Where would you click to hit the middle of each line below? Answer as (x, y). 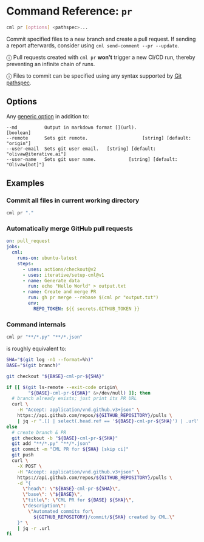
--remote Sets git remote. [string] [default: (99, 138)
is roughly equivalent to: (36, 349)
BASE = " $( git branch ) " (34, 365)
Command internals (36, 324)
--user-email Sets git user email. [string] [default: (81, 149)
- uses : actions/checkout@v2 (59, 269)
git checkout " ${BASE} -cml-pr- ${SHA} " (55, 376)
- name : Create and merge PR (59, 292)
